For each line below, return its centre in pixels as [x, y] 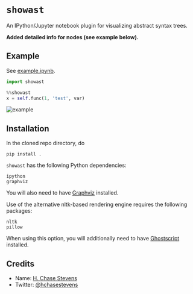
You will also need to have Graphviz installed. [62, 193]
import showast [25, 82]
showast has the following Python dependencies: [66, 165]
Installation [28, 129]
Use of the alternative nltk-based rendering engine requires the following [97, 205]
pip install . [24, 154]
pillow [14, 227]
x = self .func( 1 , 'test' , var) [46, 98]
